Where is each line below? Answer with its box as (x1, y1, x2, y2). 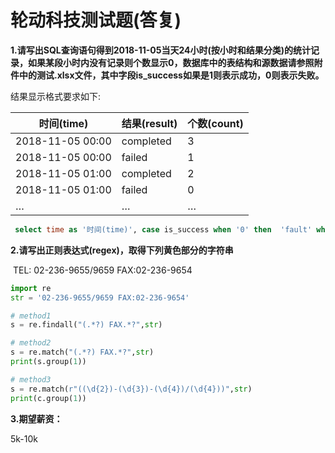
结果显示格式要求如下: (10, 90, 102, 102)
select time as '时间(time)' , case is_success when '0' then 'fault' (14, 224, 313, 235)
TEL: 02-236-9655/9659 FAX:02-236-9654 (12, 264, 193, 276)
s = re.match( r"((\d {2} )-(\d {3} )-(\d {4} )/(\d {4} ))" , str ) (10, 384, 253, 394)
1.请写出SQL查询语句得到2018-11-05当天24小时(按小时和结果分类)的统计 (10, 44, 312, 56)
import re (10, 283, 52, 293)
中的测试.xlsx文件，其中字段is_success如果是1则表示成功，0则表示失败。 (18, 69, 325, 81)
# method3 (10, 374, 52, 385)
